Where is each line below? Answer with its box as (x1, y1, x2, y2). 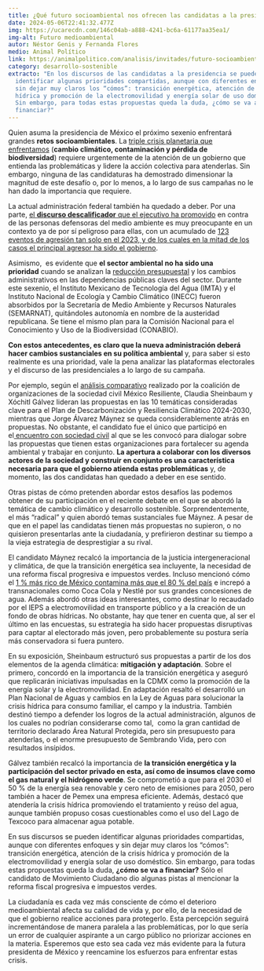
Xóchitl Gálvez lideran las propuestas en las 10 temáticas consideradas (8, 397, 238, 407)
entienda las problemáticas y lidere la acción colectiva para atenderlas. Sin (8, 162, 251, 170)
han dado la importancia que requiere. (8, 186, 132, 195)
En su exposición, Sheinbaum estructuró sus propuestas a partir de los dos (8, 652, 251, 660)
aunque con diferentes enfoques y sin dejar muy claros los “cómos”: (8, 841, 229, 849)
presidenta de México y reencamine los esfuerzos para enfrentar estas (8, 947, 238, 956)
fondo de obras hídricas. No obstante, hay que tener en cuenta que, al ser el (8, 611, 255, 620)
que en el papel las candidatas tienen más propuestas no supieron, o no (8, 521, 242, 530)
